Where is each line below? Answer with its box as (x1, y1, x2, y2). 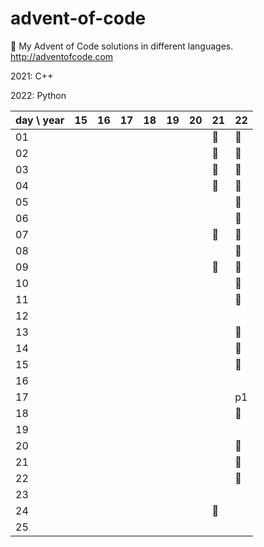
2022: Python (10, 89, 67, 101)
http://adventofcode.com (10, 50, 114, 62)
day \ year (15, 113, 65, 127)
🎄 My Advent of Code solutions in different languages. (10, 40, 234, 52)
